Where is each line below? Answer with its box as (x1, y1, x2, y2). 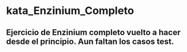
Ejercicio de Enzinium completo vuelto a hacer (6, 27, 181, 37)
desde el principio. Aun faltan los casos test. (6, 36, 175, 46)
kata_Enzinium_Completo (6, 4, 135, 18)
